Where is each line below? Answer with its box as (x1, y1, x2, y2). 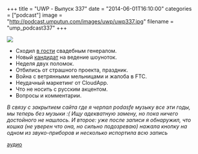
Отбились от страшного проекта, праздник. (15, 66, 128, 73)
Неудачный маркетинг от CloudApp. (15, 79, 109, 86)
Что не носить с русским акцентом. (15, 85, 108, 93)
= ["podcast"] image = (7, 11, 63, 19)
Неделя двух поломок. (15, 60, 75, 67)
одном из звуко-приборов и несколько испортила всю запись (7, 129, 168, 136)
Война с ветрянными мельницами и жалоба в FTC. (15, 73, 147, 80)
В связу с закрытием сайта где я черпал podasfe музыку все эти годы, (7, 103, 191, 111)
